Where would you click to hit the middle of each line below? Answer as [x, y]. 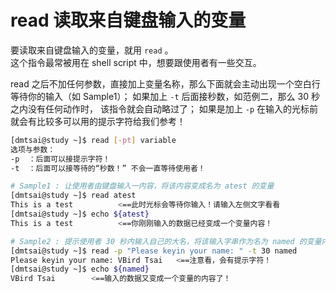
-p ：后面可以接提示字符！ [60, 159]
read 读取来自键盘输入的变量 [128, 20]
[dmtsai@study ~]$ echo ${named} [80, 269]
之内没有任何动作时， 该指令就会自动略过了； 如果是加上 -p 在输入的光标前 [164, 108]
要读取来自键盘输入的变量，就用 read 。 [92, 50]
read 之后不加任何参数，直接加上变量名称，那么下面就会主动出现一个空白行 [165, 83]
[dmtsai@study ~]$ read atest [73, 196]
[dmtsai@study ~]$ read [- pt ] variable [93, 140]
